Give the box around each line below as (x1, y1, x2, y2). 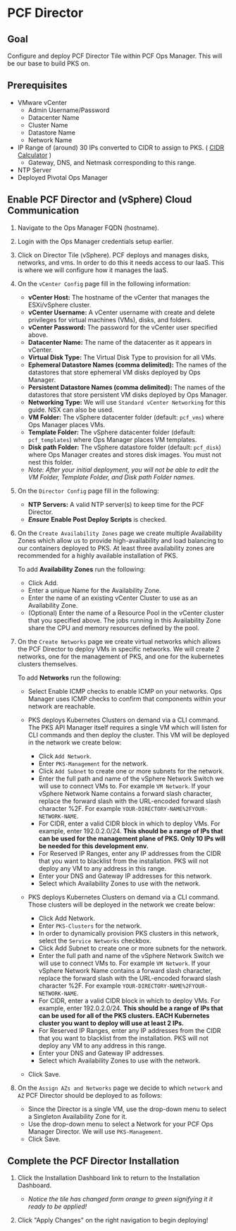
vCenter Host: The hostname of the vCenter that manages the (27, 293, 210, 301)
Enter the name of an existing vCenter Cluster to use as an (27, 594, 198, 602)
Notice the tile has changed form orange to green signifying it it (27, 1195, 213, 1204)
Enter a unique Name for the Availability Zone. (27, 586, 161, 594)
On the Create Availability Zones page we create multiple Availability (17, 529, 223, 537)
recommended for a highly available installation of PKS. (17, 551, 178, 560)
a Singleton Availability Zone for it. (27, 1112, 128, 1120)
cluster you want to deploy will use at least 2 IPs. (38, 1019, 185, 1027)
